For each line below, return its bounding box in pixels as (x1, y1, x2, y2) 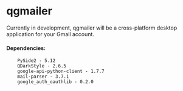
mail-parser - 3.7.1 (17, 74, 69, 80)
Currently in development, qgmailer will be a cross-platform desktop (6, 24, 178, 31)
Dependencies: (6, 44, 46, 52)
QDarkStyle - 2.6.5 (17, 63, 67, 69)
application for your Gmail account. (6, 30, 94, 37)
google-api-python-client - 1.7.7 (17, 68, 105, 75)
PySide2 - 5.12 (17, 58, 56, 64)
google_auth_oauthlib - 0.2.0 (17, 79, 94, 85)
